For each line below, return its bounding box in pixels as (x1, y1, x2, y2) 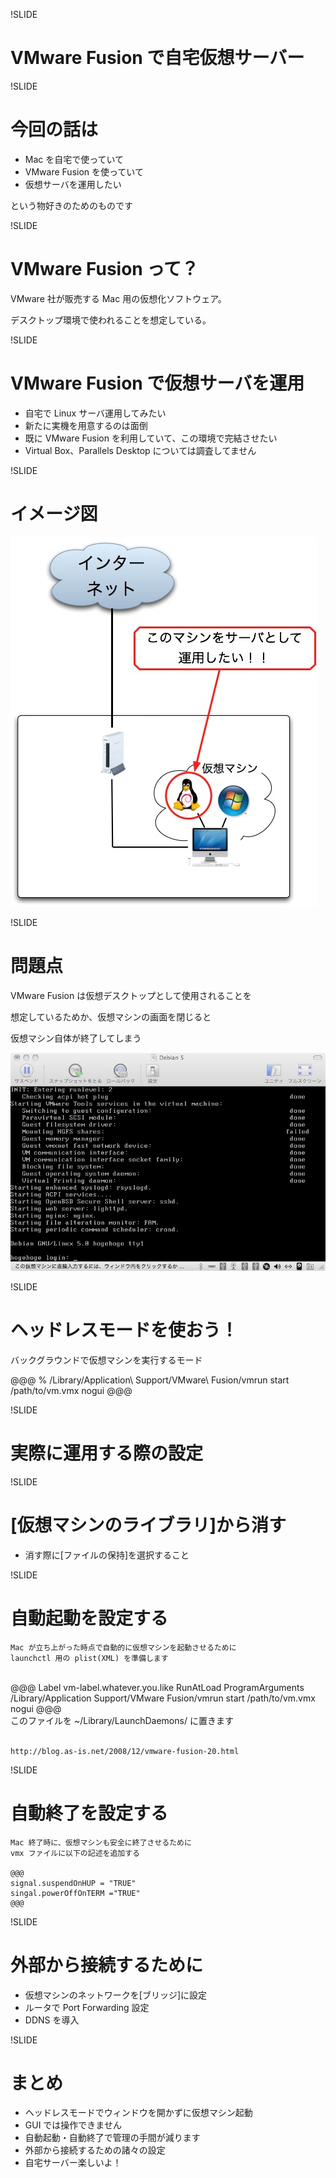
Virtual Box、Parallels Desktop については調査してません (24, 444, 257, 456)
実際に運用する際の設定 (10, 1442, 204, 1465)
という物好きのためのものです (10, 199, 133, 211)
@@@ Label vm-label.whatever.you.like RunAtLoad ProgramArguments (10, 1681, 305, 1693)
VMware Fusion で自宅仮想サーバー (10, 47, 305, 69)
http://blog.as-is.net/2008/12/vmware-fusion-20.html (10, 1746, 240, 1756)
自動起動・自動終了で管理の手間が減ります (24, 2132, 201, 2144)
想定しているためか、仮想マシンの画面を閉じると (10, 1010, 212, 1023)
